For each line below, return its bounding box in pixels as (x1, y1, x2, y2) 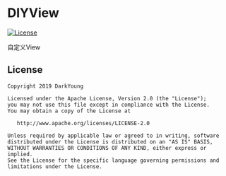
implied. (7, 151, 33, 158)
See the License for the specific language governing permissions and (7, 157, 220, 164)
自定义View (7, 42, 41, 51)
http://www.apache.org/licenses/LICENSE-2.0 (16, 119, 150, 127)
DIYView (7, 5, 60, 21)
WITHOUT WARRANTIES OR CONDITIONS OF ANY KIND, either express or (7, 144, 207, 151)
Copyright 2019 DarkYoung (7, 83, 83, 90)
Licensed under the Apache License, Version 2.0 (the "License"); (7, 95, 207, 102)
